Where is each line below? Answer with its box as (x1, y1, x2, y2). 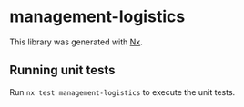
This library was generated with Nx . (9, 36, 143, 47)
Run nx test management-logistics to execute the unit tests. (9, 86, 236, 97)
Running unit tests (9, 63, 116, 78)
